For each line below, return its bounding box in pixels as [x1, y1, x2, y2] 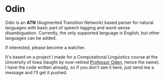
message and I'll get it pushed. [5, 69, 67, 75]
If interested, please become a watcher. [5, 44, 86, 50]
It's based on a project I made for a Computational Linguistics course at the [5, 54, 158, 60]
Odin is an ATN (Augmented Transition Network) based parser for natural [5, 20, 154, 25]
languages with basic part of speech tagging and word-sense [5, 24, 131, 30]
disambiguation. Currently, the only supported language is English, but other [5, 30, 160, 36]
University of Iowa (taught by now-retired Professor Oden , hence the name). [5, 59, 160, 65]
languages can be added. [5, 35, 57, 41]
